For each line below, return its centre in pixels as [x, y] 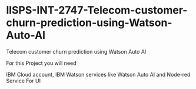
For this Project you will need [41, 63]
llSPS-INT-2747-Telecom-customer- [97, 10]
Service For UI [24, 81]
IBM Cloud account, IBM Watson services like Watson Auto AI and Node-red [98, 74]
